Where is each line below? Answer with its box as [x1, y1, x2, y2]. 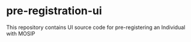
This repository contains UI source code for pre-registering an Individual [6, 24, 186, 31]
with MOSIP [6, 30, 35, 37]
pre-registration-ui [6, 4, 102, 18]
